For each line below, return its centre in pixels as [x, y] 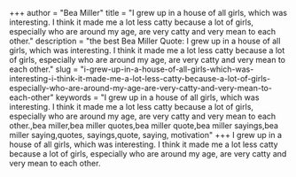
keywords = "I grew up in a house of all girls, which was [158, 97]
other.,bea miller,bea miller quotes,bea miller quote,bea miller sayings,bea [144, 126]
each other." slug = [44, 69]
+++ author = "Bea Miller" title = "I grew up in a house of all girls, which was [148, 13]
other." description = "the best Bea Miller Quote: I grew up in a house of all [145, 41]
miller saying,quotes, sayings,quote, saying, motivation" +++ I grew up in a [145, 135]
